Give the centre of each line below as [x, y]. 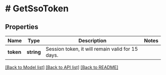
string [34, 52]
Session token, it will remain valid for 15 [92, 49]
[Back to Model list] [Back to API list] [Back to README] [62, 67]
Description [92, 41]
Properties [22, 27]
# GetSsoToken [37, 9]
